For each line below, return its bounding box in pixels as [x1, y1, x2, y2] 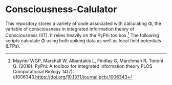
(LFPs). [5, 43, 20, 49]
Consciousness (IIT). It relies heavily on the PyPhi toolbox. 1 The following [5, 31, 160, 38]
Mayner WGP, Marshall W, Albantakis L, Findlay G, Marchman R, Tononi [12, 58, 163, 64]
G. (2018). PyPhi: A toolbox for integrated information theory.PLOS [12, 63, 153, 69]
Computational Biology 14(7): [12, 68, 74, 74]
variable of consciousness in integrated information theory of [5, 25, 135, 32]
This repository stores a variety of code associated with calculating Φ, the [5, 20, 161, 26]
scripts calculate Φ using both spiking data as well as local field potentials [5, 37, 161, 44]
